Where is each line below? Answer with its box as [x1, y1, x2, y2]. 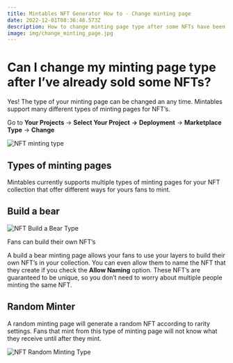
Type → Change [7, 126, 55, 134]
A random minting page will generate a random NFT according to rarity [7, 319, 211, 327]
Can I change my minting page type [7, 60, 217, 75]
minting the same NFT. [7, 280, 72, 289]
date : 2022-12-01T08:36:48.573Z [7, 17, 101, 24]
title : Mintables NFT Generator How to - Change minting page [7, 10, 191, 17]
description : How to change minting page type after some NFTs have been [7, 23, 226, 30]
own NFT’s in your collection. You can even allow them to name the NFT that [7, 258, 226, 267]
